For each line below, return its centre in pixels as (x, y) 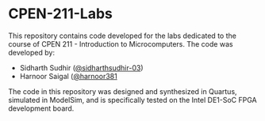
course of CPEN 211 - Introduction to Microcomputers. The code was (121, 43)
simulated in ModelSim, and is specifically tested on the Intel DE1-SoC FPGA (132, 100)
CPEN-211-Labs (60, 14)
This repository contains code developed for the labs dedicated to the (122, 36)
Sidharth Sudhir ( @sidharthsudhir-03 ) (81, 67)
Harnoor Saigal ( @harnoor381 (68, 76)
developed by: (32, 52)
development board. (41, 108)
